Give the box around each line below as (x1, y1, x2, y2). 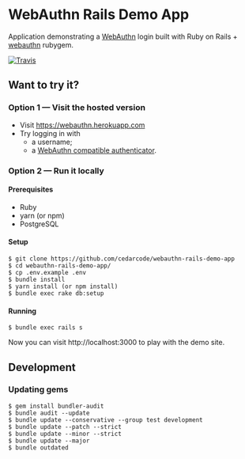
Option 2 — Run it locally (8, 165, 104, 176)
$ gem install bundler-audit (8, 402, 104, 410)
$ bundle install (8, 275, 66, 283)
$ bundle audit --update (8, 409, 90, 417)
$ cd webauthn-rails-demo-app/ (8, 261, 111, 270)
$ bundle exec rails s (8, 324, 83, 332)
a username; (31, 137, 73, 146)
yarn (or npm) (19, 211, 65, 220)
